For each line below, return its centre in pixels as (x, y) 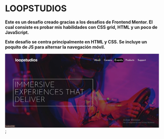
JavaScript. (17, 32)
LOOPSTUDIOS (36, 9)
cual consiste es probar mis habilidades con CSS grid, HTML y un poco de (81, 27)
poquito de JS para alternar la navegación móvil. (55, 47)
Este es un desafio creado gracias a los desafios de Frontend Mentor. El (79, 22)
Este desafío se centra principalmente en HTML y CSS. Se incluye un (76, 41)
